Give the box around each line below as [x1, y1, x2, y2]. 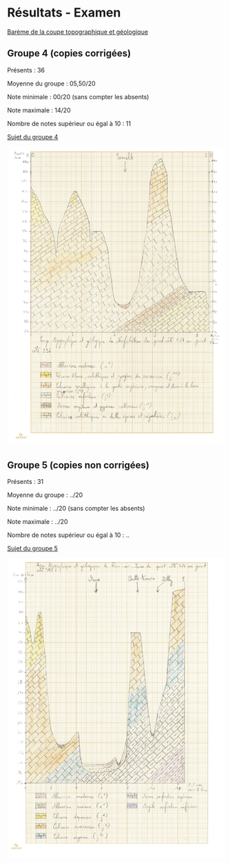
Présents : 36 [7, 65, 45, 74]
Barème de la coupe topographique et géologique [7, 28, 149, 36]
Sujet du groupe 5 [7, 545, 59, 553]
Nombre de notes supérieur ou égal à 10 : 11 [7, 119, 132, 128]
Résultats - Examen [7, 5, 121, 21]
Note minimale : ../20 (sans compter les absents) [7, 505, 145, 513]
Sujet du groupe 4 [7, 132, 59, 141]
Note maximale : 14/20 [7, 105, 71, 114]
